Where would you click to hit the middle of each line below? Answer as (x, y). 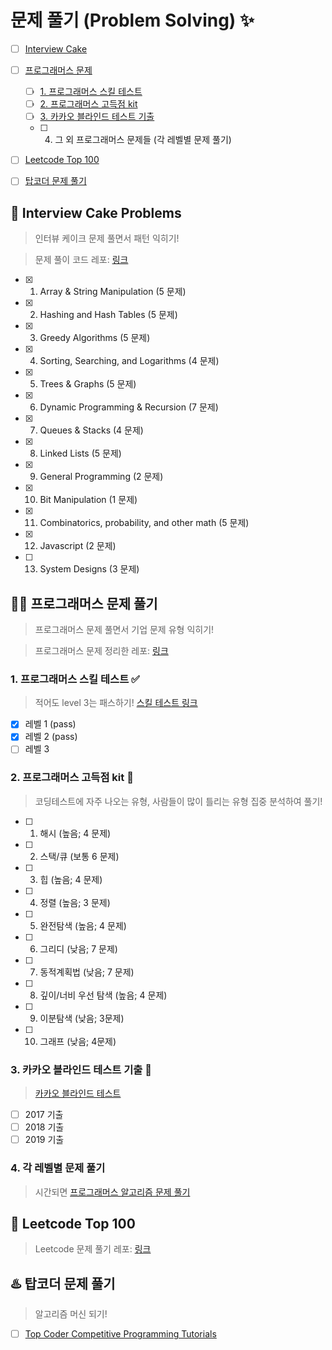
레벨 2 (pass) (51, 737)
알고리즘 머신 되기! (71, 1314)
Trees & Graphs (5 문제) (88, 384)
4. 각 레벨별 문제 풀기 (58, 1168)
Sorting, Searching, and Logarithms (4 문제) (129, 361)
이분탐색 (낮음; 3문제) (82, 1018)
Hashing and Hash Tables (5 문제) (108, 315)
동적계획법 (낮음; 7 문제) (87, 972)
